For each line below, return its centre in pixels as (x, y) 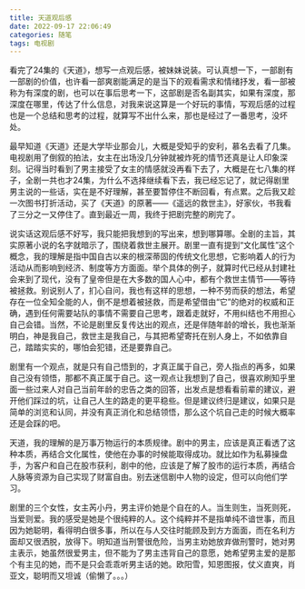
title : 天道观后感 (41, 18)
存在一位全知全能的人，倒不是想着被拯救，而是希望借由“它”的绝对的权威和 (148, 302)
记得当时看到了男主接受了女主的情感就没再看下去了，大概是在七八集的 (156, 169)
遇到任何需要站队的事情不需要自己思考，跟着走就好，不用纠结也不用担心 (160, 314)
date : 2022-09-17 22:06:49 (60, 26)
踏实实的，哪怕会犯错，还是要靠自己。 (105, 347)
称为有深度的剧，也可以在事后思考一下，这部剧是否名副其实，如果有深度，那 (152, 93)
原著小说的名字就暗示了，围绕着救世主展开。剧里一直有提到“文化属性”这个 (156, 245)
